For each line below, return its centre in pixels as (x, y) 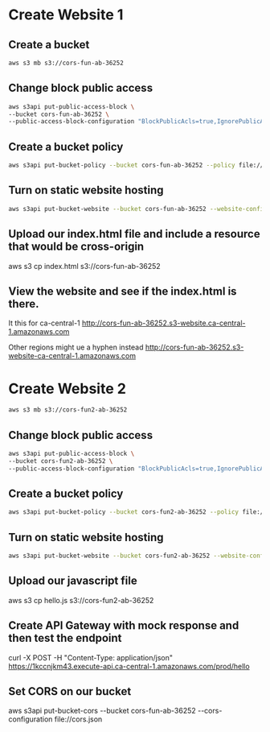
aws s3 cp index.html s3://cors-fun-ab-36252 (84, 266)
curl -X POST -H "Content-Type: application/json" (91, 657)
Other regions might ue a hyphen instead (76, 347)
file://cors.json (78, 719)
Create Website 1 (66, 15)
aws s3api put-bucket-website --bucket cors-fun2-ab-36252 (109, 556)
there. (24, 304)
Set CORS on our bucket (70, 691)
